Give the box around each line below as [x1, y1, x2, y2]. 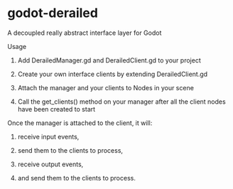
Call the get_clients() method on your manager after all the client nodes [17, 97, 226, 106]
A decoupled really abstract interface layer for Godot [7, 28, 162, 37]
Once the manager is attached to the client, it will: [7, 119, 153, 127]
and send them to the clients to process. [17, 173, 136, 182]
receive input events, [17, 132, 80, 141]
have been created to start [17, 104, 96, 113]
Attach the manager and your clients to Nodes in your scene [17, 83, 194, 92]
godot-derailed [7, 5, 98, 21]
